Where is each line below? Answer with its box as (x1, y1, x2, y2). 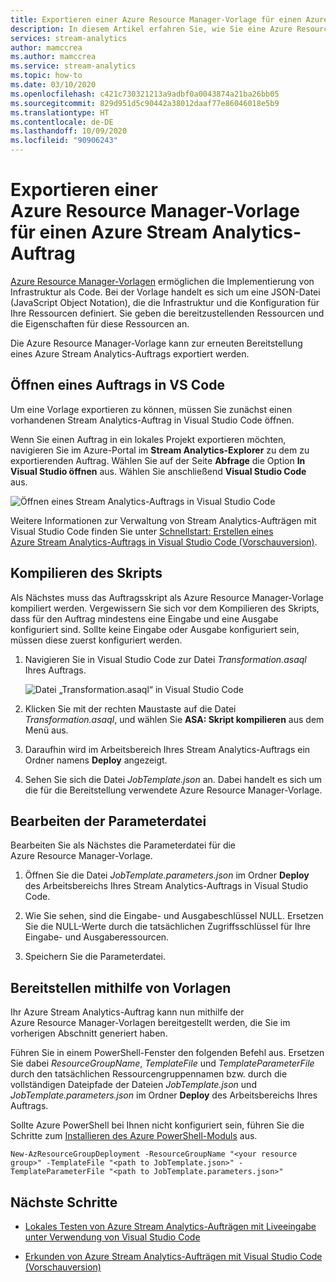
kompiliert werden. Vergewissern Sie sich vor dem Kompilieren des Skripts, (10, 602, 320, 614)
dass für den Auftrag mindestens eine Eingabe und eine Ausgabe (10, 612, 279, 625)
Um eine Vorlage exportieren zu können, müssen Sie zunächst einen (10, 403, 293, 415)
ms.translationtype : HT (10, 107, 110, 118)
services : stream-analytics (10, 33, 128, 43)
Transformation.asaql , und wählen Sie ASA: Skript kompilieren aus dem (24, 713, 325, 725)
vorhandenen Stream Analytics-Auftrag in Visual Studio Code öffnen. (10, 414, 295, 426)
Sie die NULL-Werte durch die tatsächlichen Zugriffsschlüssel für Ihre (24, 921, 311, 933)
